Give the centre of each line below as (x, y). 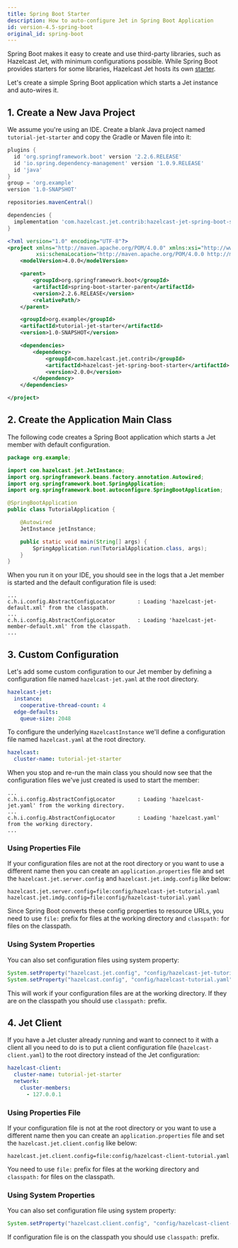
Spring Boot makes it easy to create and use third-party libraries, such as (114, 54)
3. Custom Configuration (63, 654)
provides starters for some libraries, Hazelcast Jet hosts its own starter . (112, 69)
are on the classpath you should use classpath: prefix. (87, 1001)
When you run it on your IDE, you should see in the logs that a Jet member (116, 575)
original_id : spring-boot (45, 34)
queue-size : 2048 (46, 718)
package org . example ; (39, 457)
